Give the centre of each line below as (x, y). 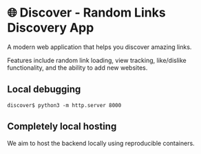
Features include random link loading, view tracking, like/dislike (97, 60)
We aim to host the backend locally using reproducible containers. (101, 143)
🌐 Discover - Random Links (87, 13)
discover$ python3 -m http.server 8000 (64, 105)
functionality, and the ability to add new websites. (77, 68)
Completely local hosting (62, 127)
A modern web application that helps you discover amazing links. (99, 47)
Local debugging (44, 89)
